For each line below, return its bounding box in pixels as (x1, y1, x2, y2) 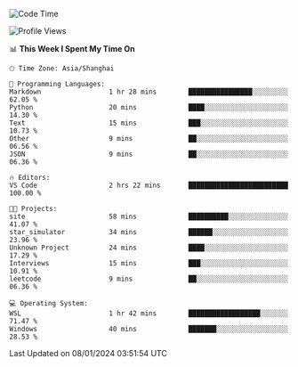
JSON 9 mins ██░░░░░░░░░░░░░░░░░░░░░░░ (9, 150, 289, 159)
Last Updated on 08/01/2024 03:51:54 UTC (9, 348, 167, 358)
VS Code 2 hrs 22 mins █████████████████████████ (9, 181, 289, 190)
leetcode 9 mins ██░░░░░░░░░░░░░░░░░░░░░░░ (9, 274, 289, 283)
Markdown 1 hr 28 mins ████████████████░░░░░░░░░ (9, 87, 289, 96)
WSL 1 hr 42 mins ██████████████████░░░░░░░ (9, 309, 289, 318)
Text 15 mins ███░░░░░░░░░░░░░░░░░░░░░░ (9, 118, 289, 127)
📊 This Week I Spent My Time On (9, 44, 135, 53)
